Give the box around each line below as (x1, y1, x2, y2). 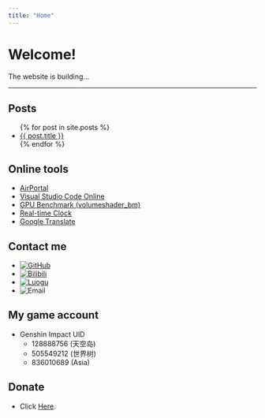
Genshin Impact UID (19, 329, 85, 339)
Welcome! (8, 45, 77, 63)
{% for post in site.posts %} (19, 123, 110, 132)
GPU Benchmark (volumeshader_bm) (19, 200, 141, 210)
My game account (8, 308, 99, 322)
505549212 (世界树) (31, 349, 96, 358)
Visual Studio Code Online (19, 192, 105, 201)
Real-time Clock (19, 208, 73, 218)
